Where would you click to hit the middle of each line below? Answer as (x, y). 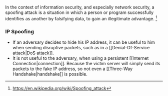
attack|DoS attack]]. (33, 53)
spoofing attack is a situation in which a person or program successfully (79, 12)
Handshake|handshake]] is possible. (50, 74)
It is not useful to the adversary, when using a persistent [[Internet (80, 58)
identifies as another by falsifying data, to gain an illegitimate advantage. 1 (81, 18)
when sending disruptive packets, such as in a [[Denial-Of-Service (81, 47)
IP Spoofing (19, 31)
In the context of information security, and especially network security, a (80, 7)
